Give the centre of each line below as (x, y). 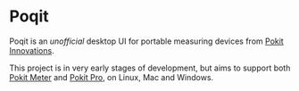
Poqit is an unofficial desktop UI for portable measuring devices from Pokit (146, 41)
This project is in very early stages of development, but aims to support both (150, 68)
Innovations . (32, 50)
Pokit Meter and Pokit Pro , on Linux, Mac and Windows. (112, 77)
